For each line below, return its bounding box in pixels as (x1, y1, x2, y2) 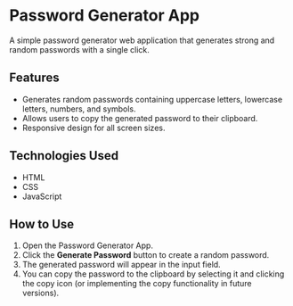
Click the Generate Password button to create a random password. (21, 250, 270, 261)
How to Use (9, 216, 75, 232)
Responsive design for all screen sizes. (21, 122, 166, 133)
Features (9, 70, 60, 86)
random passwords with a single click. (9, 44, 150, 54)
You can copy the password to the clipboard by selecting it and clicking (21, 269, 285, 279)
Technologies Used (9, 148, 118, 163)
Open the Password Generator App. (21, 240, 154, 251)
